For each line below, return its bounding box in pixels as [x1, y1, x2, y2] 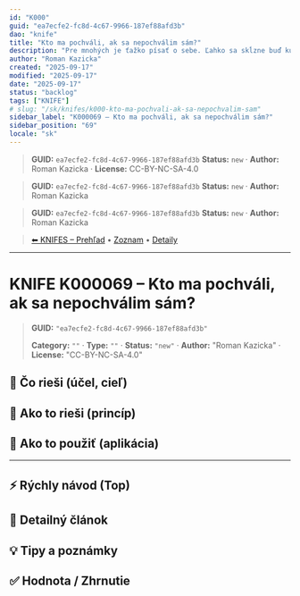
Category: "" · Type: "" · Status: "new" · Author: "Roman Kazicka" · [30, 340, 281, 350]
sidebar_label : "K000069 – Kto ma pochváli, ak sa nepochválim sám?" [9, 113, 274, 122]
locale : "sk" [9, 130, 58, 139]
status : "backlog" [9, 88, 78, 97]
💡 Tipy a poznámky [9, 542, 119, 558]
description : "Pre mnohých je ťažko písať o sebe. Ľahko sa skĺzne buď [9, 46, 281, 55]
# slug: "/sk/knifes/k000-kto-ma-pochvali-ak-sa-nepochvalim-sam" [9, 105, 262, 113]
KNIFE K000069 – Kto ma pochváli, [9, 274, 275, 295]
